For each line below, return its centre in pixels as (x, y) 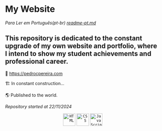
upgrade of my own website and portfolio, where (81, 46)
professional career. (37, 62)
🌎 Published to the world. (31, 95)
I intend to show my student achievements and (78, 54)
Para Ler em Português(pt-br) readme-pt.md (50, 23)
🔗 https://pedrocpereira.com (34, 73)
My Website (30, 9)
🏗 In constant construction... (35, 83)
